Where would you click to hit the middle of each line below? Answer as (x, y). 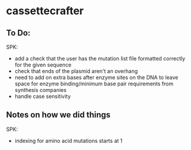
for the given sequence (43, 65)
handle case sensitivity (43, 96)
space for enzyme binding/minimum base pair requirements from (94, 84)
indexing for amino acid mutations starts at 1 (69, 141)
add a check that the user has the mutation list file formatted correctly (100, 58)
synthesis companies (41, 90)
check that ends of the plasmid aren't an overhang (76, 71)
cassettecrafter (45, 11)
